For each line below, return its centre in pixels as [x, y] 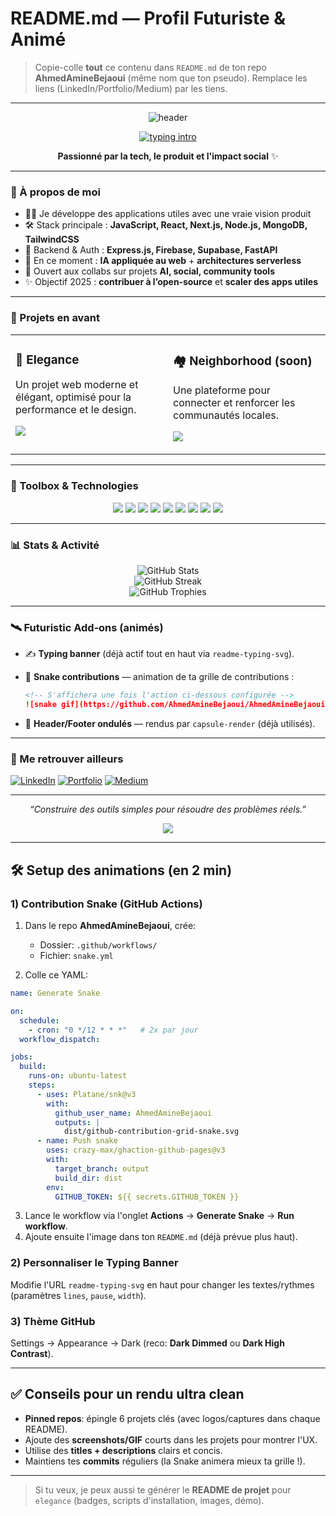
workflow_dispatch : [60, 1039]
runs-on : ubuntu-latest [78, 1076]
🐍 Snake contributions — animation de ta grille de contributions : [159, 677]
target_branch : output [102, 1168]
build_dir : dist [88, 1178]
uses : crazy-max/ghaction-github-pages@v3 [136, 1150]
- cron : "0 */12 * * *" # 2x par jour [113, 1030]
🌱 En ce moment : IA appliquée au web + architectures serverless [163, 261]
